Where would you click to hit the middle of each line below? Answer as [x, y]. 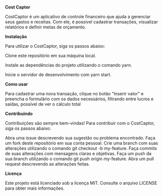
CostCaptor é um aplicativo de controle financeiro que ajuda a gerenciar [78, 16]
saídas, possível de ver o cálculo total [43, 104]
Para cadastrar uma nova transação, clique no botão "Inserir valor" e [74, 94]
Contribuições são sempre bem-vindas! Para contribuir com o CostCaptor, [80, 123]
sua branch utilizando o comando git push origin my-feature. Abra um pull [80, 159]
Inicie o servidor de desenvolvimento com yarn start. [58, 75]
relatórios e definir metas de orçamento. [46, 27]
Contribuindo [19, 113]
